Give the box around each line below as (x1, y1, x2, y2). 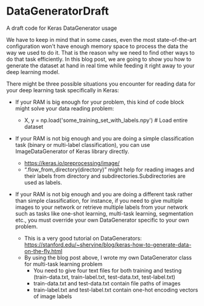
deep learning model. (6, 68, 60, 75)
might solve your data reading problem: (15, 104, 114, 112)
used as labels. (24, 178, 62, 186)
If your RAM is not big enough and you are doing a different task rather (15, 190, 193, 198)
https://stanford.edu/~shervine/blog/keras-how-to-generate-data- (24, 241, 192, 248)
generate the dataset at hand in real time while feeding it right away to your (6, 62, 195, 69)
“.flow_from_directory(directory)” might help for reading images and (24, 166, 195, 173)
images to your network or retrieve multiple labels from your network (15, 203, 188, 211)
